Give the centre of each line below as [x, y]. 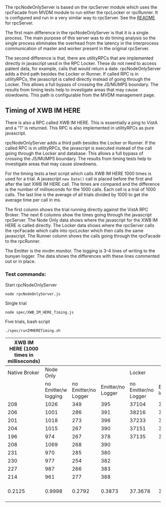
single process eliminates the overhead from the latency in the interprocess [82, 43]
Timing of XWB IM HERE [43, 110]
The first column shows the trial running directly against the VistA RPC [77, 209]
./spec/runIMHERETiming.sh [33, 331]
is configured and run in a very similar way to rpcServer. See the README [80, 18]
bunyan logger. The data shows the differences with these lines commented [82, 256]
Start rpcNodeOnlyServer [31, 285]
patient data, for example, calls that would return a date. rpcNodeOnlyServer [83, 69]
